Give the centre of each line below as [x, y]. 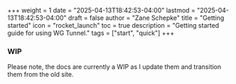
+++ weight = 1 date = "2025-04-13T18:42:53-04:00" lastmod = [101, 10]
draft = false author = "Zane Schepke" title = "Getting [146, 18]
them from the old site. [41, 75]
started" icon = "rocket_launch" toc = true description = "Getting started [113, 25]
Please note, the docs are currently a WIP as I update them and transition [114, 67]
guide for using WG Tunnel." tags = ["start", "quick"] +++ [91, 33]
